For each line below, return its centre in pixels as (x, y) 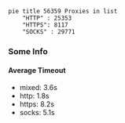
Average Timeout (37, 70)
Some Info (28, 51)
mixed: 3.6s (38, 88)
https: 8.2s (37, 104)
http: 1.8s (34, 96)
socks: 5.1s (37, 113)
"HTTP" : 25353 (47, 18)
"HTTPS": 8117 (45, 25)
